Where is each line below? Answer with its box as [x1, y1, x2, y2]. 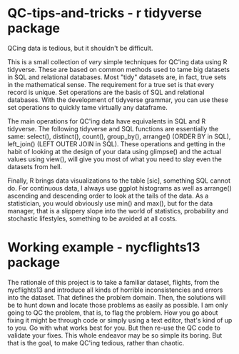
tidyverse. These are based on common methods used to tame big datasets [7, 65, 230, 74]
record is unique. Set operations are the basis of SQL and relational [7, 88, 205, 96]
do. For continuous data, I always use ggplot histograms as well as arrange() [7, 183, 232, 192]
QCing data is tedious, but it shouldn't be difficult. [7, 44, 153, 52]
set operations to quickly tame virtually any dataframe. [7, 103, 168, 111]
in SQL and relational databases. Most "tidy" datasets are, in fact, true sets [7, 73, 227, 81]
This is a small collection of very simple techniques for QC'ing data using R [7, 57, 228, 66]
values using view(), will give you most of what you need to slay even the [7, 155, 223, 163]
